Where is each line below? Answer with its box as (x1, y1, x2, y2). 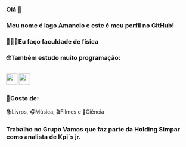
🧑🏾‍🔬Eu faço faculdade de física (6, 37, 98, 45)
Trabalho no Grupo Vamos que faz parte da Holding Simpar (6, 125, 181, 134)
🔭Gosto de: (6, 94, 39, 102)
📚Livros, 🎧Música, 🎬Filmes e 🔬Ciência (6, 108, 104, 115)
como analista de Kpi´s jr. (6, 133, 82, 141)
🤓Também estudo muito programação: (6, 53, 121, 62)
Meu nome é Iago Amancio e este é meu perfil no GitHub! (6, 21, 175, 29)
